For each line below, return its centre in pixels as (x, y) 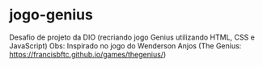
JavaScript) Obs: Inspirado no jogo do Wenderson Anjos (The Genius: (125, 45)
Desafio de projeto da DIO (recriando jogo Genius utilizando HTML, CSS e (132, 37)
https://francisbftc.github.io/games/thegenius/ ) (88, 54)
